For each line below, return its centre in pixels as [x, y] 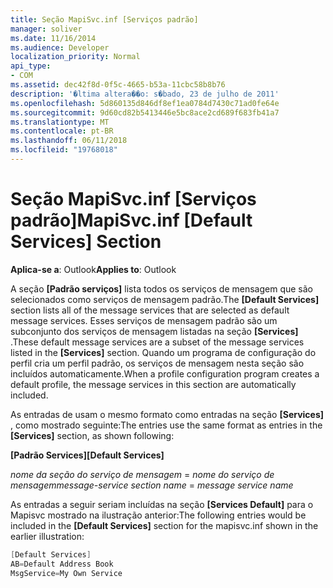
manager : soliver [46, 29]
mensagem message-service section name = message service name [152, 485]
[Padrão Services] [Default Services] [87, 455]
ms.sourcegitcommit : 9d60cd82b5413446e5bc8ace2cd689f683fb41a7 [145, 112]
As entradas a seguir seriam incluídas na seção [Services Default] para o [162, 504]
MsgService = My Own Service [66, 573]
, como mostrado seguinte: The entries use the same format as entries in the [166, 425]
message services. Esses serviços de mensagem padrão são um [144, 320]
